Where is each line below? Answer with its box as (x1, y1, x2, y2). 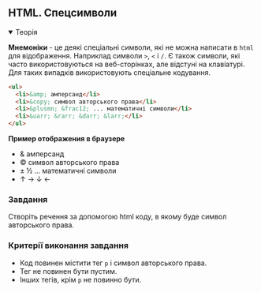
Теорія (15, 27, 38, 36)
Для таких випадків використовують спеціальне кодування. (8, 67, 211, 77)
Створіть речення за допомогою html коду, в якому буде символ (8, 212, 227, 222)
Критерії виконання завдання (8, 240, 129, 251)
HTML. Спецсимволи (8, 6, 117, 20)
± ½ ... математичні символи (19, 166, 117, 176)
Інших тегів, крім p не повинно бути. (19, 275, 142, 284)
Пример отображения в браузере (8, 134, 125, 144)
